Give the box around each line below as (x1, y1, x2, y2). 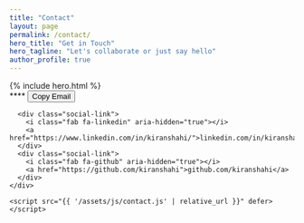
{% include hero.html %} (9, 81, 101, 91)
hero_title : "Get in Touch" (9, 38, 116, 48)
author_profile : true (9, 55, 91, 64)
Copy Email (32, 92, 71, 101)
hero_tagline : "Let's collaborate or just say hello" (9, 47, 217, 56)
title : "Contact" (9, 13, 75, 23)
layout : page (9, 22, 59, 31)
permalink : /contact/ (9, 30, 91, 39)
